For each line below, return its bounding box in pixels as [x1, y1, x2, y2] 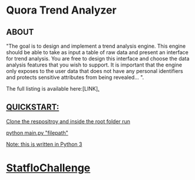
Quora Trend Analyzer [6, 4, 117, 17]
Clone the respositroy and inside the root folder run [6, 118, 131, 125]
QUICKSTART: [6, 102, 60, 112]
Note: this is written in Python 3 [6, 141, 82, 148]
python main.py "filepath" [6, 129, 69, 136]
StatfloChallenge [6, 161, 91, 174]
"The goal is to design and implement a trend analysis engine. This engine [6, 42, 186, 49]
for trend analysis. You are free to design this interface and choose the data [6, 55, 190, 62]
